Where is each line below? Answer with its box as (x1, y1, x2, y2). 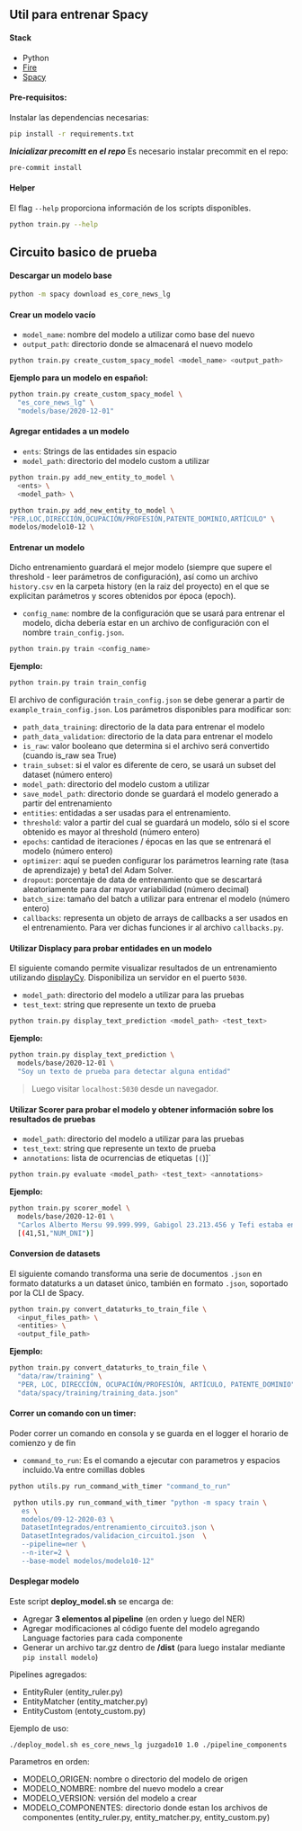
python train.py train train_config (9, 678, 147, 687)
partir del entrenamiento (22, 798, 112, 808)
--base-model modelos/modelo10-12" (21, 1556, 155, 1566)
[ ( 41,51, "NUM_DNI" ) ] (17, 1228, 94, 1237)
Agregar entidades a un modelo (9, 426, 130, 437)
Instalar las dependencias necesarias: (9, 112, 150, 122)
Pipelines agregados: (9, 1668, 88, 1680)
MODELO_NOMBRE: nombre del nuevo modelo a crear (22, 1782, 225, 1793)
